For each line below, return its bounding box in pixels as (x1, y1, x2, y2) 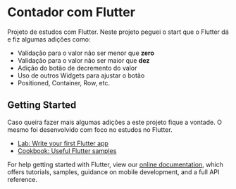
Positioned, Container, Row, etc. (17, 78, 111, 87)
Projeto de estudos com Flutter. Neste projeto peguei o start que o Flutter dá (7, 28, 229, 36)
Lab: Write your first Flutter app (17, 139, 109, 147)
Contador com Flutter (7, 4, 136, 20)
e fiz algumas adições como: (7, 35, 91, 43)
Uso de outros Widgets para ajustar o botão (17, 71, 145, 80)
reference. (7, 175, 37, 183)
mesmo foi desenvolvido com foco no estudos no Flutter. (7, 125, 173, 134)
